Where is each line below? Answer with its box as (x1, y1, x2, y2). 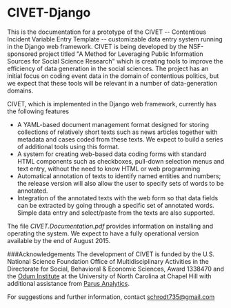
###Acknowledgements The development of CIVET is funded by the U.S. (7, 250, 215, 258)
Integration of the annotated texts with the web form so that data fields (17, 193, 219, 202)
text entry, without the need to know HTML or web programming (17, 164, 201, 173)
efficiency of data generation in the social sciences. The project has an (7, 64, 209, 73)
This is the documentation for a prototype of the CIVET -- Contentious (7, 28, 207, 36)
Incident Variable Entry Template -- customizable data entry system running (7, 35, 223, 43)
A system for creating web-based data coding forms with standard (17, 150, 207, 158)
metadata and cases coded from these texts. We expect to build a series (17, 135, 223, 143)
